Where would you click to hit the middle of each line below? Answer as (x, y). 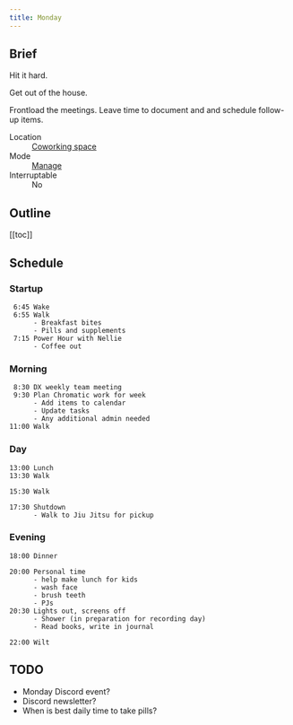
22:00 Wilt (30, 642)
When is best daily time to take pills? (90, 711)
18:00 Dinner (34, 556)
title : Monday (36, 17)
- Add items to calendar (79, 403)
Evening (28, 537)
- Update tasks (61, 411)
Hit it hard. (29, 75)
